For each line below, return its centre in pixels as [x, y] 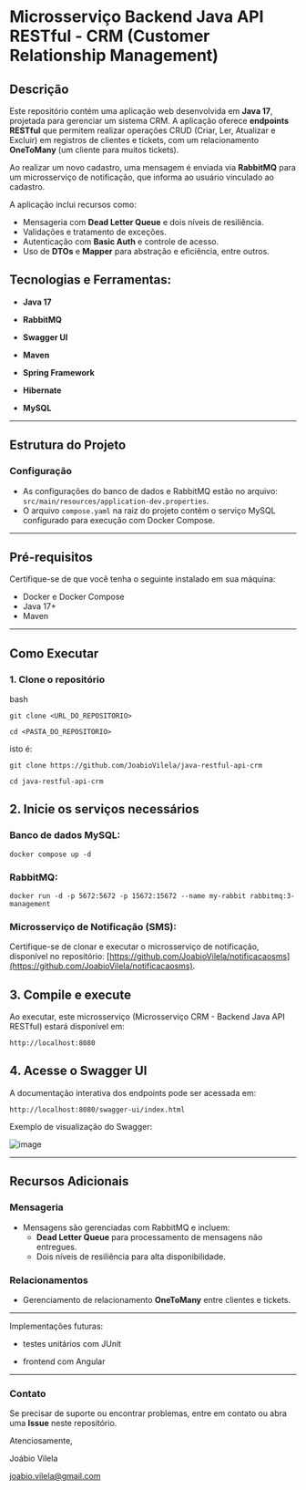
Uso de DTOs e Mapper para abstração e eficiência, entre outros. [146, 251]
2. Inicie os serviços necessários [104, 809]
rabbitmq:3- [273, 895]
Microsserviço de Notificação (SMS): [93, 926]
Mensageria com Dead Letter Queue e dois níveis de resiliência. [143, 222]
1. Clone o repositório [57, 679]
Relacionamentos [49, 1280]
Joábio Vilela [34, 1459]
